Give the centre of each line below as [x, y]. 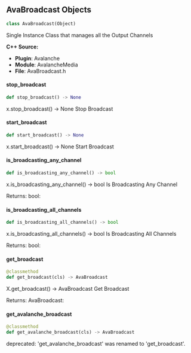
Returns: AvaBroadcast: [35, 300]
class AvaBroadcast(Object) [41, 23]
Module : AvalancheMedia [47, 65]
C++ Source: [22, 47]
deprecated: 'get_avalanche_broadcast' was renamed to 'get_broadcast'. [96, 343]
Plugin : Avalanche [37, 58]
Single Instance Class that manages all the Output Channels [80, 35]
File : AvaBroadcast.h [40, 71]
